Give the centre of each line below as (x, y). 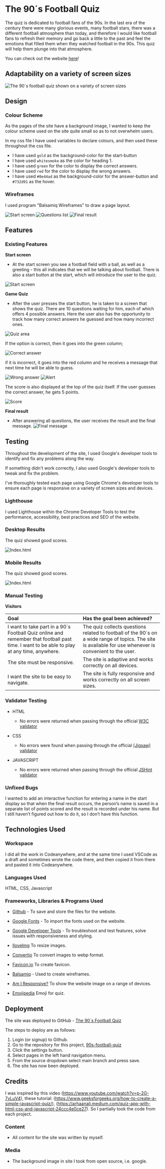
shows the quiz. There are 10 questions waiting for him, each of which (83, 309)
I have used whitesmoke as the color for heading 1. (62, 161)
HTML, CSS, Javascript (29, 888)
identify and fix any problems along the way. (50, 458)
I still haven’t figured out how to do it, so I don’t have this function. (72, 814)
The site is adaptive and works (118, 659)
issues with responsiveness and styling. (53, 936)
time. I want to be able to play (41, 645)
